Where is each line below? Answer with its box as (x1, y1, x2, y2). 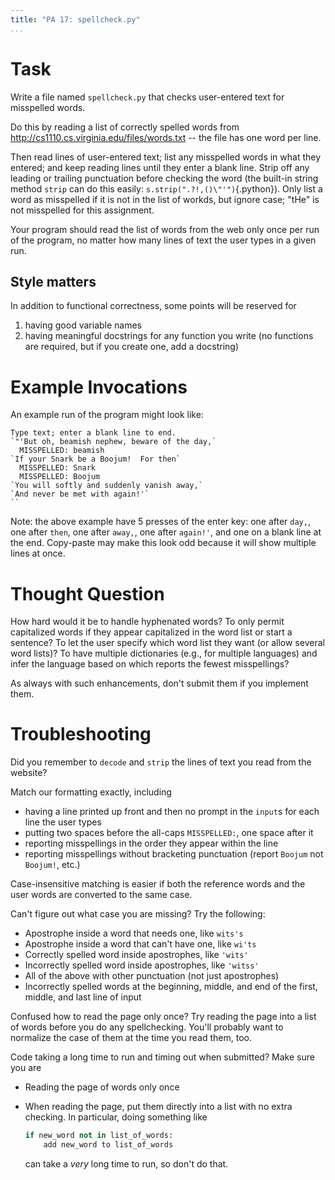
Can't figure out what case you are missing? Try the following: (10, 908, 266, 920)
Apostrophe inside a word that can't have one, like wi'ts (24, 938, 257, 950)
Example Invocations (10, 376, 188, 398)
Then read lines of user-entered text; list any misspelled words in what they (10, 151, 322, 163)
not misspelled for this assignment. (10, 204, 155, 216)
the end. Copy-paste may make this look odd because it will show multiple (10, 537, 317, 549)
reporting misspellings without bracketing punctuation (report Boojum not (24, 848, 324, 860)
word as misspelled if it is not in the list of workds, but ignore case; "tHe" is (10, 193, 320, 205)
